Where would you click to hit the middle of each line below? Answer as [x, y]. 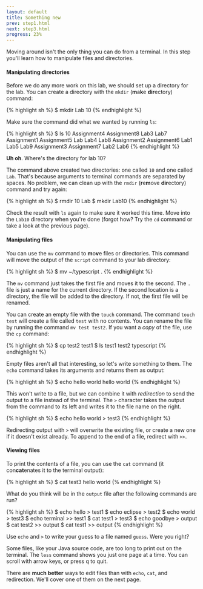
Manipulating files [30, 240]
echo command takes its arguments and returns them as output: [85, 370]
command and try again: [37, 189]
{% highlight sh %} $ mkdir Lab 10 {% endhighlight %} [74, 110]
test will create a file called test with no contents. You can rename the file [99, 321]
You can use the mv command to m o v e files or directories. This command [98, 253]
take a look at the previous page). [48, 226]
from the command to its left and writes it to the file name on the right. [94, 406]
